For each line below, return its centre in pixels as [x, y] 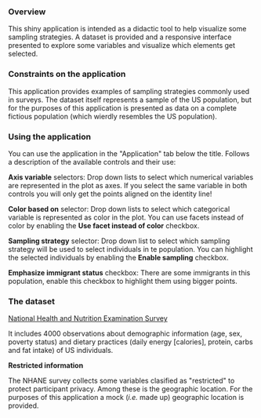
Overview [27, 12]
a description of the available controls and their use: [92, 162]
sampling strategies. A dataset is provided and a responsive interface [120, 37]
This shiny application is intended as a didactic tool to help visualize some [127, 29]
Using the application [50, 136]
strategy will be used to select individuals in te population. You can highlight [130, 249]
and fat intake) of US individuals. [61, 351]
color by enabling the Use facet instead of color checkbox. [104, 225]
